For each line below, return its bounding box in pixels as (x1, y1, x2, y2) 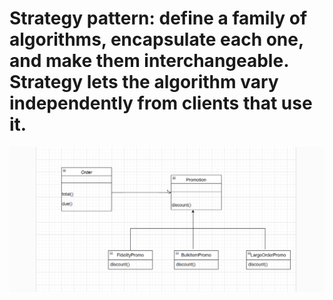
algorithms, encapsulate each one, (9, 28, 304, 51)
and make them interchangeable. (9, 50, 289, 72)
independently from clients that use (9, 92, 313, 115)
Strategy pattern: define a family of (9, 7, 308, 30)
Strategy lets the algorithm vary (9, 71, 279, 94)
